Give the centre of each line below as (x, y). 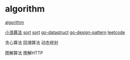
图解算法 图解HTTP (24, 53)
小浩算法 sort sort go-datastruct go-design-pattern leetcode (65, 32)
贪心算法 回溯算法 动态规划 (32, 43)
